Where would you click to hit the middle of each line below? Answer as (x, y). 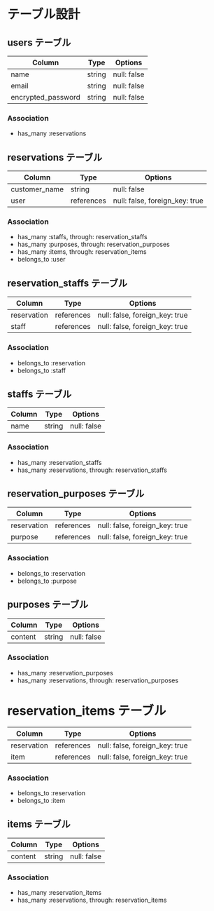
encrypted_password (45, 97)
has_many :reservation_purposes (65, 673)
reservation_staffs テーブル (67, 283)
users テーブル (39, 42)
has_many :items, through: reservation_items (82, 252)
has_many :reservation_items (59, 893)
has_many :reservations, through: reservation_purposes (98, 680)
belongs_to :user (41, 259)
